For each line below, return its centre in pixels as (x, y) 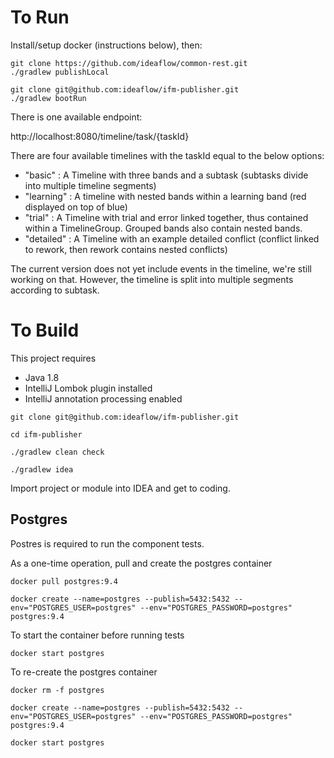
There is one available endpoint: (76, 117)
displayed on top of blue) (76, 207)
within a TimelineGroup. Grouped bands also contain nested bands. (163, 228)
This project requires (53, 358)
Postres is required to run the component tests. (107, 543)
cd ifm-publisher (46, 434)
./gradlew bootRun (48, 98)
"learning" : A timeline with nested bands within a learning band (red (165, 196)
